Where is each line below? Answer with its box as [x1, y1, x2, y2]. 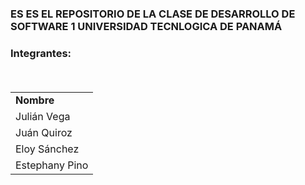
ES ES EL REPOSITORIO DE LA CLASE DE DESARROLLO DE [10, 7, 296, 21]
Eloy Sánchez [15, 142, 80, 156]
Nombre [15, 93, 55, 107]
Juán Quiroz [15, 126, 73, 140]
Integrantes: [10, 46, 72, 60]
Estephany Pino [15, 158, 89, 172]
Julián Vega [15, 110, 71, 124]
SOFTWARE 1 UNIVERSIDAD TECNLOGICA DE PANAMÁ [10, 19, 283, 33]
